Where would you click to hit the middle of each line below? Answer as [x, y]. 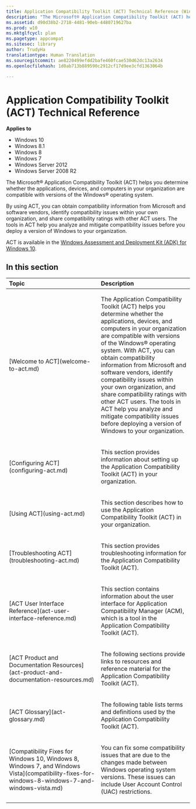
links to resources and [131, 661]
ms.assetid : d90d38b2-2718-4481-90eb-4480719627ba [69, 22]
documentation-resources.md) [52, 680]
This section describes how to [142, 503]
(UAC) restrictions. [127, 792]
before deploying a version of [141, 424]
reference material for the [136, 669]
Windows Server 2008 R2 [45, 171]
